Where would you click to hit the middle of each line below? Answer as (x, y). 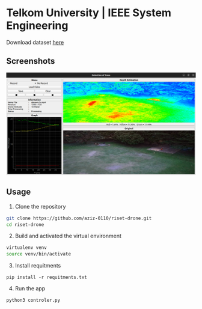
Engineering (37, 26)
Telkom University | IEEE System (89, 13)
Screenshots (31, 61)
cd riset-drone (25, 225)
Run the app (30, 289)
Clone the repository (40, 206)
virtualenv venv (26, 248)
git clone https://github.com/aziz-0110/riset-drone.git (79, 218)
